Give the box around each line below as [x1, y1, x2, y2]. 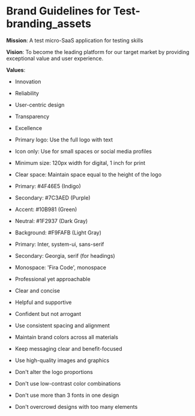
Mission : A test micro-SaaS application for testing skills [6, 37, 143, 44]
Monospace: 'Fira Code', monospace [14, 264, 107, 271]
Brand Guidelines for [6, 4, 111, 18]
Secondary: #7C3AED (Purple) [14, 194, 91, 201]
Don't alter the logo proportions [14, 368, 93, 375]
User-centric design [14, 101, 65, 108]
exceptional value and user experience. [6, 55, 104, 62]
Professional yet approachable [14, 275, 91, 282]
